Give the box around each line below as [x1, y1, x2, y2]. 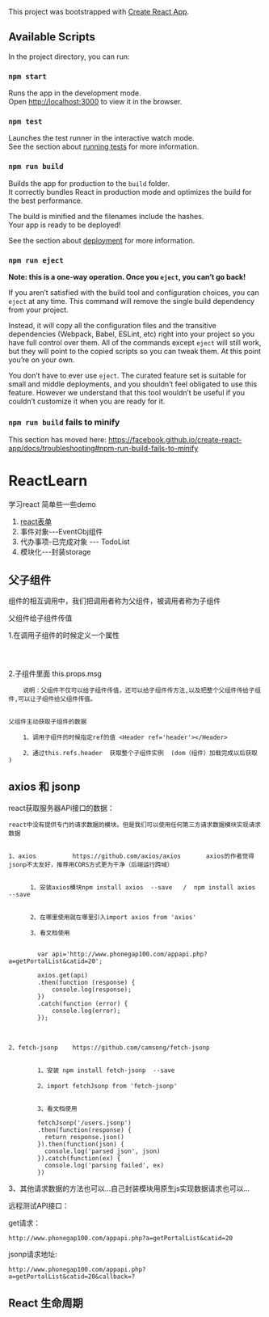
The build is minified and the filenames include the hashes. [8, 211, 204, 221]
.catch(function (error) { [37, 999, 128, 1007]
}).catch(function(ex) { [37, 1154, 121, 1163]
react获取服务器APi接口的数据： [8, 803, 115, 813]
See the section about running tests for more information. [8, 141, 200, 152]
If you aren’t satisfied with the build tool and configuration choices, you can [8, 288, 260, 298]
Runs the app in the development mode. [8, 88, 141, 98]
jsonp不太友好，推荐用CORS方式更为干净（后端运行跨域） [8, 860, 174, 868]
